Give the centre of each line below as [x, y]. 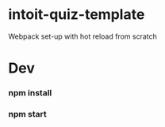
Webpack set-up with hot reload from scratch [82, 36]
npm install [30, 93]
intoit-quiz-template [77, 15]
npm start [28, 114]
